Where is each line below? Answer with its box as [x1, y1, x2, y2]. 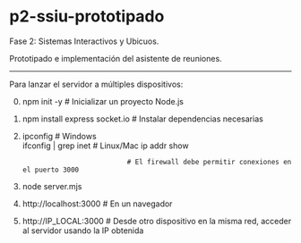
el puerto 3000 [21, 165, 80, 174]
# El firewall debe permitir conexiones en [126, 157, 292, 166]
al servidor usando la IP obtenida [21, 225, 144, 236]
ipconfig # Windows [21, 130, 97, 141]
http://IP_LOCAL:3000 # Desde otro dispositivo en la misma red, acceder [21, 215, 292, 226]
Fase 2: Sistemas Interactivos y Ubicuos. [9, 36, 159, 46]
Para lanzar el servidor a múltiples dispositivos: [9, 79, 184, 89]
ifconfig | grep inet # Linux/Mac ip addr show [21, 140, 190, 151]
